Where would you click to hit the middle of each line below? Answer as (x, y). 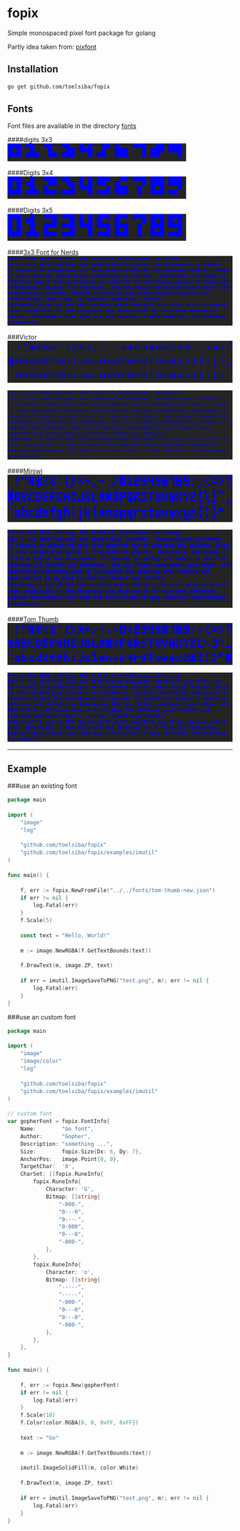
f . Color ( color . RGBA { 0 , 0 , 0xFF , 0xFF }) (80, 1423)
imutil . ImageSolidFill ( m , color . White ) (80, 1468)
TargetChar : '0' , (47, 1167)
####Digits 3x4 (30, 173)
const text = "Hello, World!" (65, 935)
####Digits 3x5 (30, 210)
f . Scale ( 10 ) (38, 1415)
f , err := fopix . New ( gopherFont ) (70, 1385)
